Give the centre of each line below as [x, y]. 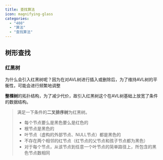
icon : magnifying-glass [29, 14]
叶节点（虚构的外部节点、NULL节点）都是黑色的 [72, 134]
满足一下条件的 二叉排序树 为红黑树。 [53, 112]
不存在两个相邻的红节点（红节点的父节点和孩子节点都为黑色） [86, 141]
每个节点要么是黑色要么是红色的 [56, 122]
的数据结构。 [18, 102]
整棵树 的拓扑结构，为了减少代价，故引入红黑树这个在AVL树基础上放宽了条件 [81, 96]
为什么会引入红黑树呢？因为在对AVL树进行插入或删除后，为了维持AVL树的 [79, 79]
